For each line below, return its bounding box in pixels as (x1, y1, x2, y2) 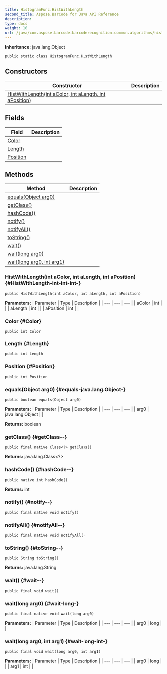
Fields (5, 114, 25, 122)
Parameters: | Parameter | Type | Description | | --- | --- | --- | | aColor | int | (5, 300, 162, 306)
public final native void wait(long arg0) (5, 611, 94, 616)
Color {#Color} (5, 318, 42, 325)
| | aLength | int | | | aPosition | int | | (5, 305, 79, 311)
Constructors (5, 67, 48, 76)
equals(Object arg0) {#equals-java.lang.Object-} (5, 386, 126, 393)
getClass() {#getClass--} (5, 433, 67, 440)
